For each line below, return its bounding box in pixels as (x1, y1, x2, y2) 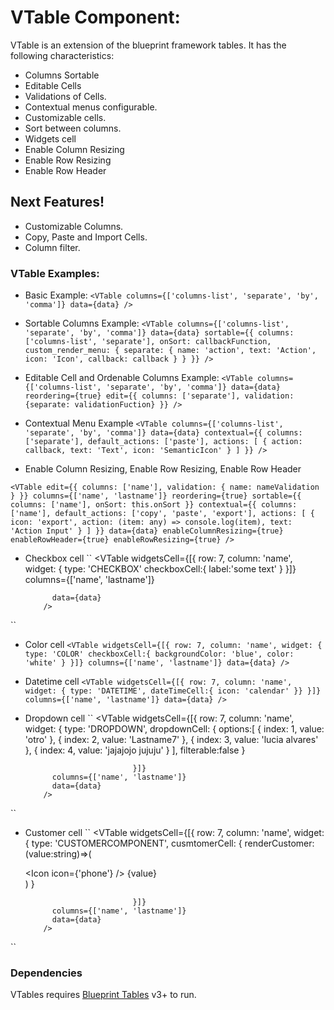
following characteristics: (10, 49, 115, 61)
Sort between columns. (24, 122, 122, 134)
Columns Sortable (24, 69, 100, 81)
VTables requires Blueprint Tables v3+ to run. (10, 989, 197, 1001)
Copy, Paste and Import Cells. (24, 231, 148, 243)
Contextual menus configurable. (24, 101, 158, 113)
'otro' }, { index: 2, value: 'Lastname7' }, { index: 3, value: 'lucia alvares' (24, 734, 319, 746)
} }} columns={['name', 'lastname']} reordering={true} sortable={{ (10, 491, 302, 501)
